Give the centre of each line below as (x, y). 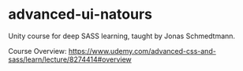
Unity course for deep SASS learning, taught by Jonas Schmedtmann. (121, 36)
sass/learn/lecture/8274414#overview (70, 59)
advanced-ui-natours (80, 14)
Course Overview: (37, 51)
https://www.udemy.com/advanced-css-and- (142, 51)
